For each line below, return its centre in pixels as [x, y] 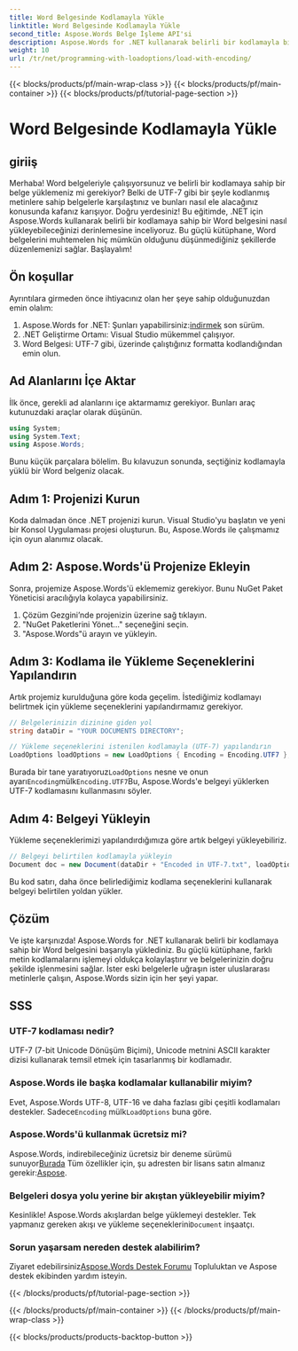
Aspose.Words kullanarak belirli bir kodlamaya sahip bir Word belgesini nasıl [148, 221]
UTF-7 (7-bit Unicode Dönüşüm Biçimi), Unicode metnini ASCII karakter [140, 1050]
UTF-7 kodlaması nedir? [62, 1031]
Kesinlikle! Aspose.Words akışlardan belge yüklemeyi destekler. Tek [133, 1215]
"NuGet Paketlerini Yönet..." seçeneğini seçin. [105, 624]
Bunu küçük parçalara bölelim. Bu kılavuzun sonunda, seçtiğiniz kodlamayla [147, 461]
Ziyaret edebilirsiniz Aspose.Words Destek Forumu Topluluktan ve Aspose [143, 1267]
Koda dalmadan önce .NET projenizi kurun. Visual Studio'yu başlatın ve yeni [147, 521]
